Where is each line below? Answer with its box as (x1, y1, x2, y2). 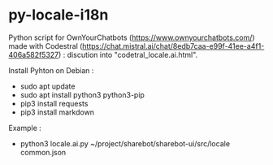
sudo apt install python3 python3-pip (19, 89, 145, 99)
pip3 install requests (19, 98, 89, 108)
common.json (19, 147, 67, 157)
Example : (8, 123, 42, 132)
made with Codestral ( (8, 41, 83, 50)
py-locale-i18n (8, 6, 109, 24)
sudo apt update (19, 81, 76, 91)
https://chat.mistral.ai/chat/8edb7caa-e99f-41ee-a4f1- (82, 41, 265, 50)
